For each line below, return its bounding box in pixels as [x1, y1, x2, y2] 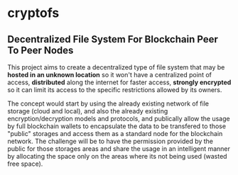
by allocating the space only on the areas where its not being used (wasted [7, 152, 227, 160]
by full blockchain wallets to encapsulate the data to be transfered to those [7, 122, 226, 130]
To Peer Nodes [7, 44, 74, 56]
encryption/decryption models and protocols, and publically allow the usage [7, 115, 230, 123]
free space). [7, 159, 43, 168]
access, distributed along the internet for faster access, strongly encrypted [7, 78, 232, 86]
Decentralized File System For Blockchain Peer [7, 33, 218, 45]
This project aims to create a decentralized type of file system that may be [7, 63, 225, 72]
